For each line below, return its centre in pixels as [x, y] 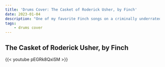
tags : [11, 23]
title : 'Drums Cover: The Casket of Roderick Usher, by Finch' [71, 10]
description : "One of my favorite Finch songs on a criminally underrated [83, 19]
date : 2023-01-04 [23, 14]
